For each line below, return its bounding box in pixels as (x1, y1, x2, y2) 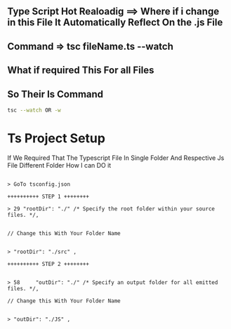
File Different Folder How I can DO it (7, 161, 112, 169)
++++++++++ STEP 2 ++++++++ (7, 260, 90, 267)
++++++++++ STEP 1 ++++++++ (7, 193, 90, 200)
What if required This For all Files (7, 65, 154, 76)
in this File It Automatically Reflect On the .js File (7, 17, 223, 29)
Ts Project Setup (7, 130, 105, 147)
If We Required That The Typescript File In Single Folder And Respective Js (7, 154, 225, 162)
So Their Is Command (7, 88, 104, 100)
